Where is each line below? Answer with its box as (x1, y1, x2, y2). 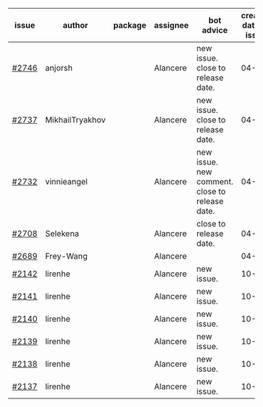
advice (202, 25, 229, 35)
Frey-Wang (45, 251, 88, 261)
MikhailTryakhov (45, 114, 106, 125)
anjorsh (45, 63, 73, 73)
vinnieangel (45, 176, 88, 187)
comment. (196, 176, 233, 187)
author (62, 20, 88, 31)
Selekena (45, 228, 80, 238)
